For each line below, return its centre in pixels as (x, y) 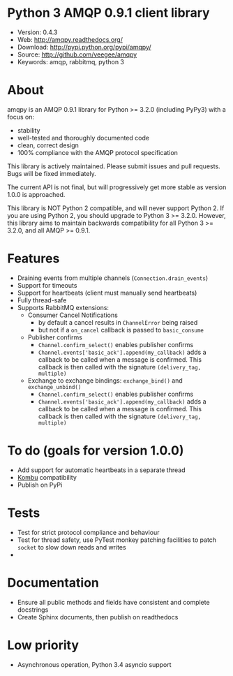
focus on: (21, 117)
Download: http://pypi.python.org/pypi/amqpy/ (84, 47)
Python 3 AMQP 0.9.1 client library (109, 13)
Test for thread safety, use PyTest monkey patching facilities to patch (117, 540)
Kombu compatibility (47, 477)
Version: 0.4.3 (37, 32)
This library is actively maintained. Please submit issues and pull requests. (114, 166)
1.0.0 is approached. (36, 194)
